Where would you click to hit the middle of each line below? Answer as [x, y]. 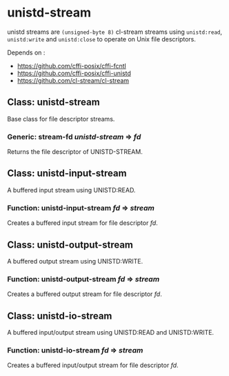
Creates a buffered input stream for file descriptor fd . [83, 223]
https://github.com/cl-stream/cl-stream [73, 80]
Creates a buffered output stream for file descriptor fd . [84, 294]
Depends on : [26, 52]
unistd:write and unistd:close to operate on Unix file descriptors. [102, 39]
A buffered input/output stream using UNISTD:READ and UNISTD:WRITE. [111, 333]
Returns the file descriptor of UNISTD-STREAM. [75, 152]
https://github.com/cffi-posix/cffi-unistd [74, 73]
